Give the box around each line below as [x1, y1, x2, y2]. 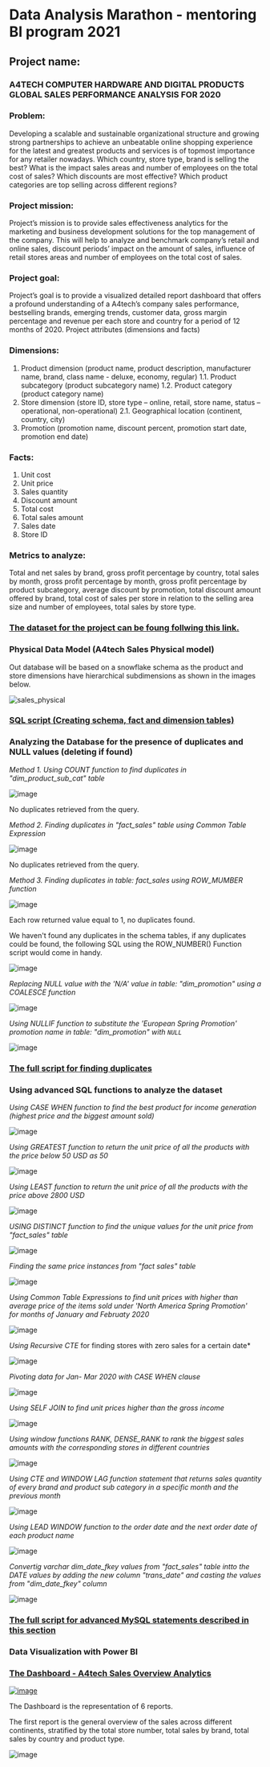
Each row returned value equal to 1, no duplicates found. [9, 915, 195, 924]
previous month [9, 1490, 61, 1500]
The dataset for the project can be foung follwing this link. [9, 622, 240, 633]
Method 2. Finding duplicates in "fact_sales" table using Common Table [9, 820, 247, 830]
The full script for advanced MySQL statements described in [9, 1614, 249, 1626]
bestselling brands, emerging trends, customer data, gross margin [9, 308, 228, 318]
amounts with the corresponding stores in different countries [9, 1442, 211, 1452]
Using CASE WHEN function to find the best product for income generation [9, 1102, 257, 1112]
